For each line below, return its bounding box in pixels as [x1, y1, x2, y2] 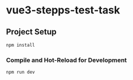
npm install [6, 42, 35, 48]
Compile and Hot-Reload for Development [6, 56, 127, 64]
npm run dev [6, 69, 35, 75]
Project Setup [6, 27, 57, 37]
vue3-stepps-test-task [6, 4, 121, 17]
